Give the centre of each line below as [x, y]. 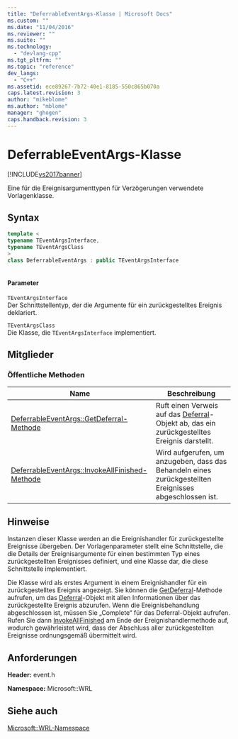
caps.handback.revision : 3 [47, 119]
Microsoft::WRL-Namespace [49, 728]
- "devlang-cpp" [38, 54]
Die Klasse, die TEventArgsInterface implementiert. [82, 332]
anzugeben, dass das [191, 461]
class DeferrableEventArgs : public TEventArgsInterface [93, 260]
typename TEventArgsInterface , [53, 241]
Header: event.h [31, 675]
